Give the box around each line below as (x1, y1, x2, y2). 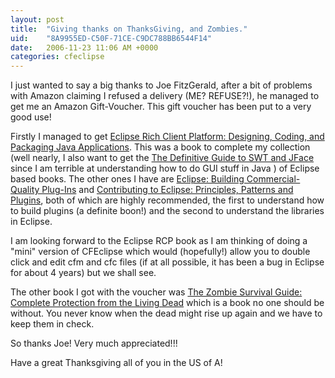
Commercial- (246, 173, 301, 185)
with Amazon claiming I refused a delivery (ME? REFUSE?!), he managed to (10, 90, 320, 102)
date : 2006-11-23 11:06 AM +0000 (10, 42, 159, 53)
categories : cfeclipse (10, 52, 105, 62)
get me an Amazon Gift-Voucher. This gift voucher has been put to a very (10, 101, 312, 113)
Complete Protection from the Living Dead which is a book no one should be (10, 297, 325, 309)
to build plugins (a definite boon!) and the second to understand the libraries (10, 205, 325, 217)
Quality (10, 184, 40, 196)
